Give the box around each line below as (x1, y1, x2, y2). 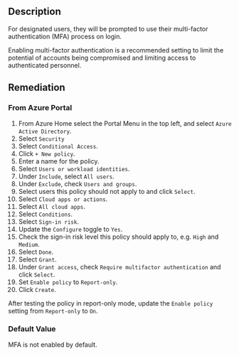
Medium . (18, 239, 40, 248)
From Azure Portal (8, 103, 73, 113)
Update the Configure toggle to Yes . (18, 225, 123, 233)
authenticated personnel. (8, 60, 82, 70)
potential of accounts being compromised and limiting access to (8, 53, 196, 62)
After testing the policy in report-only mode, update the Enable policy (8, 298, 213, 308)
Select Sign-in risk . (18, 217, 79, 226)
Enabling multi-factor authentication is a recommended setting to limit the (8, 45, 224, 54)
